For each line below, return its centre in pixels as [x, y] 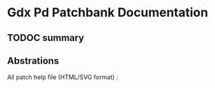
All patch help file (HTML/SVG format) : [63, 77]
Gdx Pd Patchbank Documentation [108, 13]
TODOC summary [46, 38]
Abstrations [33, 60]
